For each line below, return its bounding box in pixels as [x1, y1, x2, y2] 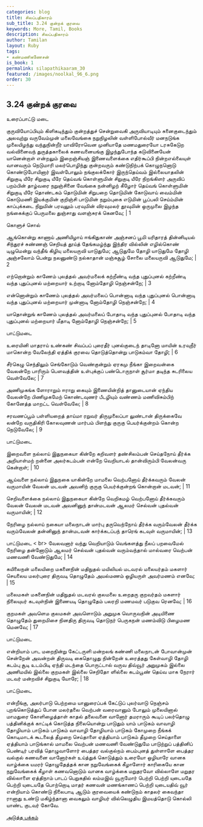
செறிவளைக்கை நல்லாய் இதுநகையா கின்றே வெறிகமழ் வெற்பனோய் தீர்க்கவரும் [6, 495, 185, 502]
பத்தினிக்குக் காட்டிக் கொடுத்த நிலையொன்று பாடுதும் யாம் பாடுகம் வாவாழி [6, 720, 175, 727]
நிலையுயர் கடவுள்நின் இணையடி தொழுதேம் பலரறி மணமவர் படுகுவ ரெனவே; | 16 [6, 597, 192, 604]
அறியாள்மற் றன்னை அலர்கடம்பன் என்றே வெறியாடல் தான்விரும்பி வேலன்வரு [6, 456, 187, 464]
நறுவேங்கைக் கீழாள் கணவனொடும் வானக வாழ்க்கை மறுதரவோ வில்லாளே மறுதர [6, 767, 195, 774]
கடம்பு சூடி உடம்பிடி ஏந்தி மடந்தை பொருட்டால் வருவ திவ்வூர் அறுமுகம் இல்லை [6, 661, 185, 668]
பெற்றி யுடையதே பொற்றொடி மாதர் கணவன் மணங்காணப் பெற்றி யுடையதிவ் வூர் [6, 781, 188, 788]
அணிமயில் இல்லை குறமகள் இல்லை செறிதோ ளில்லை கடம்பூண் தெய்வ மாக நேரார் [6, 668, 195, 675]
